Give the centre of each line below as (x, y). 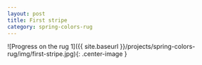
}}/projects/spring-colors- (158, 47)
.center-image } (105, 54)
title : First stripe (38, 20)
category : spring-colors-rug (50, 27)
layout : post (26, 14)
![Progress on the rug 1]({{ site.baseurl (63, 47)
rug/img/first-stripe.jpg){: (44, 54)
